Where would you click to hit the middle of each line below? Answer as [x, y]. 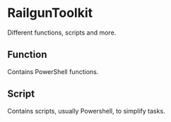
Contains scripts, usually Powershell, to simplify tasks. [86, 111]
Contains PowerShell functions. [53, 71]
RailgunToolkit [50, 13]
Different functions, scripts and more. [62, 32]
